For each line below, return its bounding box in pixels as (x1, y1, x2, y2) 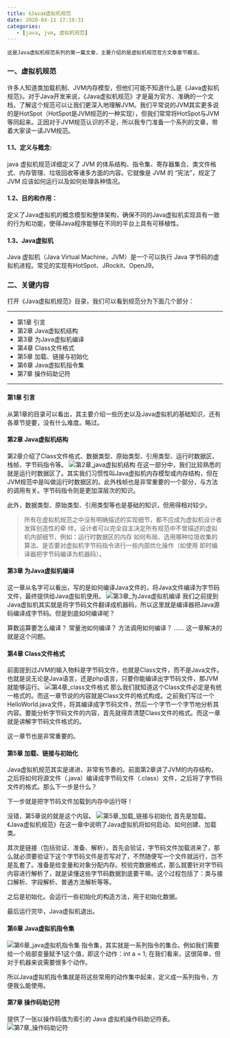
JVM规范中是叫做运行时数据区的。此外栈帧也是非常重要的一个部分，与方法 (7, 477, 218, 486)
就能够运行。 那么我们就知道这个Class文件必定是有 (7, 683, 216, 691)
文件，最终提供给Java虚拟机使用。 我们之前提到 (7, 592, 219, 600)
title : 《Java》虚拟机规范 (7, 10, 72, 17)
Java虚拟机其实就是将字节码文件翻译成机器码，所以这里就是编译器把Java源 (7, 600, 220, 609)
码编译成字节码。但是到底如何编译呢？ (7, 609, 115, 618)
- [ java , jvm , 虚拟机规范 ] (16, 29, 88, 36)
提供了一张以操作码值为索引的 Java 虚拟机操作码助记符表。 (7, 1015, 175, 1023)
